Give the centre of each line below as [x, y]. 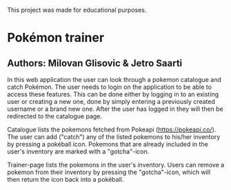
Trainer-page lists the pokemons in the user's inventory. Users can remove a [116, 165]
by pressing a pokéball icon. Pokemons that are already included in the [108, 144]
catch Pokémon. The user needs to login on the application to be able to [110, 87]
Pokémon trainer [56, 38]
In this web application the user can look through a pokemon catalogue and [114, 80]
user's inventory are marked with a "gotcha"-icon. [78, 151]
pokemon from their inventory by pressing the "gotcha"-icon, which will [109, 172]
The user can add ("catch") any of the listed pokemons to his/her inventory [114, 137]
